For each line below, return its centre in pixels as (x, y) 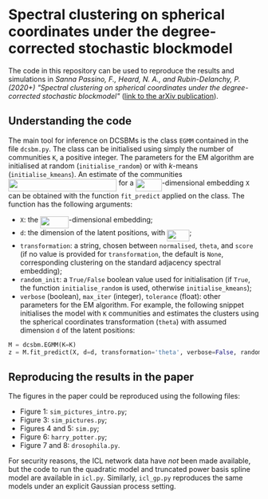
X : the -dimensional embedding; (86, 220)
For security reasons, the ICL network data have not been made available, (130, 461)
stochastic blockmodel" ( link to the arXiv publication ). (131, 96)
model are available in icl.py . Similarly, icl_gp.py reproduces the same (126, 478)
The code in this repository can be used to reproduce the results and (121, 70)
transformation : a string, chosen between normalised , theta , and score (136, 246)
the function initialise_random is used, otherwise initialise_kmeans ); (136, 288)
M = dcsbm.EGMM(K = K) (43, 344)
